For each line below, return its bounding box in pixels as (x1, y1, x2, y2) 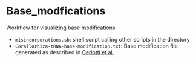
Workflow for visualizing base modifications (6, 24, 116, 31)
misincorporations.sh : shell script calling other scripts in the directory (15, 36, 190, 43)
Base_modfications (6, 4, 106, 18)
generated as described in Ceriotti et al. (15, 48, 114, 55)
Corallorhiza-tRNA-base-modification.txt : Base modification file (15, 42, 178, 49)
